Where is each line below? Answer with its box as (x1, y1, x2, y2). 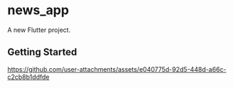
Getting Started (7, 46, 78, 58)
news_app (7, 2, 70, 18)
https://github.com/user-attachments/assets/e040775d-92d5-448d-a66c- (7, 65, 227, 73)
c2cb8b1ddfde (7, 72, 50, 81)
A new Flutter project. (7, 26, 71, 34)
